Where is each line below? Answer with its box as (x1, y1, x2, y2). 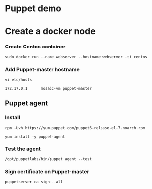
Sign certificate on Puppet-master (5, 168, 89, 175)
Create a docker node (5, 26, 96, 37)
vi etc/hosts (5, 77, 32, 82)
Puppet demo (5, 3, 62, 14)
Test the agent (5, 145, 41, 152)
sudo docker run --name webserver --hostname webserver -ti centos (5, 54, 148, 59)
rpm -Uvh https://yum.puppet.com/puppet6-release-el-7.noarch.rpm (5, 125, 145, 130)
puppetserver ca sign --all (5, 179, 63, 185)
